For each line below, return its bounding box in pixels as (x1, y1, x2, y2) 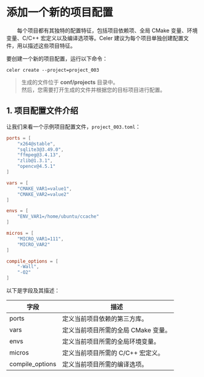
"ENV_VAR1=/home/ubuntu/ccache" (17, 213, 99, 220)
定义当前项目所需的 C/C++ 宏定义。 (62, 349, 164, 357)
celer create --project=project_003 (6, 67, 99, 73)
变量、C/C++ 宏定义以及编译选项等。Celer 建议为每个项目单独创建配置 (6, 34, 184, 41)
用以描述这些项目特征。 (16, 42, 76, 49)
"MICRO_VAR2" (17, 241, 51, 247)
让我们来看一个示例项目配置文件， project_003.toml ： (6, 123, 141, 130)
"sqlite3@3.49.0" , (17, 147, 64, 153)
